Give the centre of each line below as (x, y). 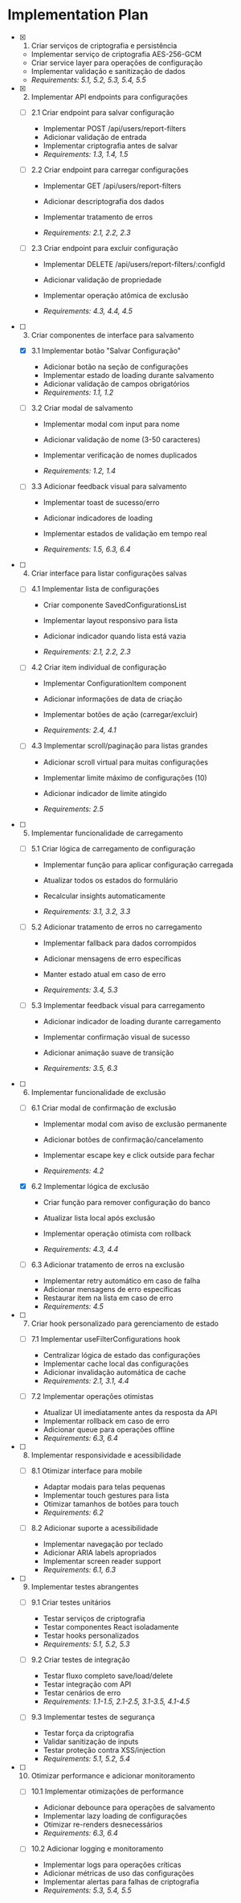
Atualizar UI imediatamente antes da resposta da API (130, 1412)
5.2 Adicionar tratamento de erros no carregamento (116, 927)
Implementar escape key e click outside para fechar (129, 1155)
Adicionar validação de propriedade (102, 280)
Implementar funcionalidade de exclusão (98, 1092)
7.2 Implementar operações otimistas (92, 1396)
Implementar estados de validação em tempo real (125, 534)
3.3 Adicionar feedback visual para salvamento (109, 486)
